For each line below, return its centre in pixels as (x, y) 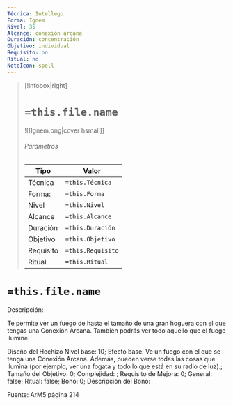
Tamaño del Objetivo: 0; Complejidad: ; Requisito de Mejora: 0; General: (110, 373)
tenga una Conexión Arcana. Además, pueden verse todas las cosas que (111, 359)
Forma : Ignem (26, 20)
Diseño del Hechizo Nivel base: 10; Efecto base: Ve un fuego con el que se (114, 351)
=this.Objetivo (90, 239)
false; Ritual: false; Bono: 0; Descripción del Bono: (79, 381)
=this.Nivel (85, 205)
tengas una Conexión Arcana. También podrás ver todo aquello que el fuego (116, 330)
